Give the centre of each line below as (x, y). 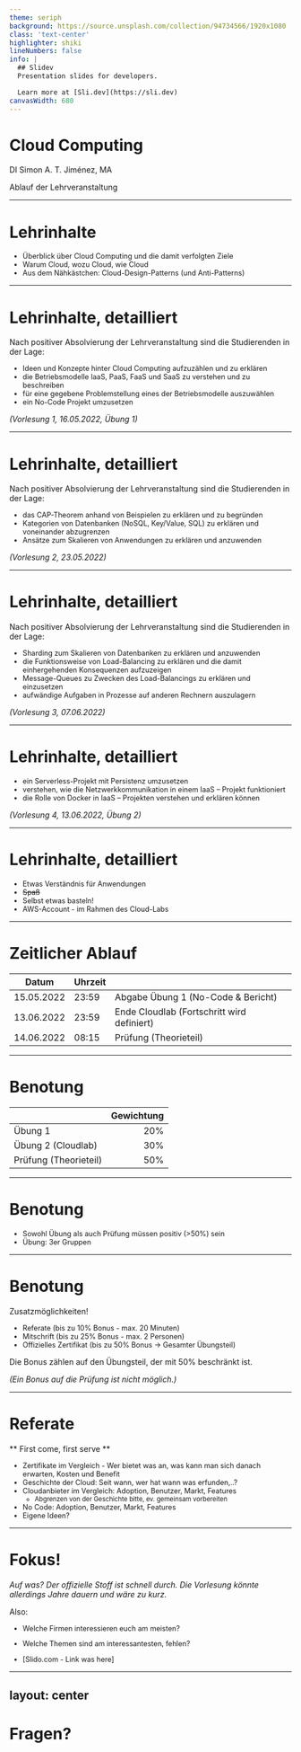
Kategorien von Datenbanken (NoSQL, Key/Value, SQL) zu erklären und (141, 523)
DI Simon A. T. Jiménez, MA (61, 170)
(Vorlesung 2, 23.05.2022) (58, 557)
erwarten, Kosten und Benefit (71, 1474)
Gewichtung (137, 1115)
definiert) (134, 1023)
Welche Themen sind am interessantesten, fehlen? (106, 1644)
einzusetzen (43, 687)
